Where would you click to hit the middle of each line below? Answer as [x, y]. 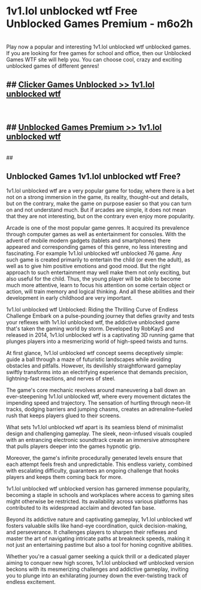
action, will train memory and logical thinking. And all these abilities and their [100, 291]
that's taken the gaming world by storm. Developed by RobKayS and [90, 329]
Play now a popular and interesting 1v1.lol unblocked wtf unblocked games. [99, 47]
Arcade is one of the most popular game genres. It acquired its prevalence [98, 228]
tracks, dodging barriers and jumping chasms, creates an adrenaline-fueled [99, 410]
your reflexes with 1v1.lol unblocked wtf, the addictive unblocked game [93, 323]
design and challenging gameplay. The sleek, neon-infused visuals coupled [99, 434]
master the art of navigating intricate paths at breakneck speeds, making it [98, 538]
